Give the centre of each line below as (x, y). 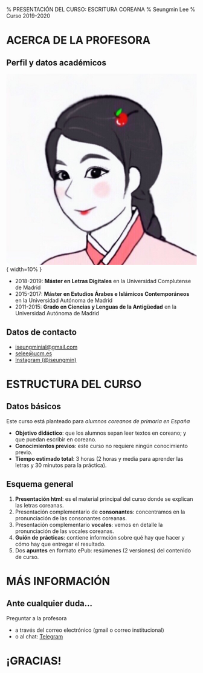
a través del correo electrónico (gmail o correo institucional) (89, 630)
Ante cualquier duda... (49, 604)
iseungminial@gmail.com (46, 347)
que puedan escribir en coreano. (56, 439)
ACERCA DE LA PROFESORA (79, 40)
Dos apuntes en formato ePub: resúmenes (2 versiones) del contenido (103, 550)
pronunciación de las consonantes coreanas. (71, 518)
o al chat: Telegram (39, 636)
